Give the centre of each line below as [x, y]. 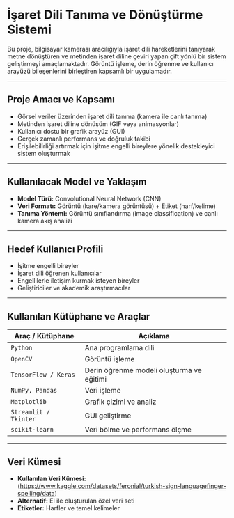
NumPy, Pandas [34, 391]
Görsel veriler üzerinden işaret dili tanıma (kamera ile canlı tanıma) [112, 116]
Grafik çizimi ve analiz [120, 402]
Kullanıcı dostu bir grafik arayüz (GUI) [71, 131]
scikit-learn [32, 430]
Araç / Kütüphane [44, 336]
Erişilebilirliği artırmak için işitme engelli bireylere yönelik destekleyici [116, 146]
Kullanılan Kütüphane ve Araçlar [79, 316]
